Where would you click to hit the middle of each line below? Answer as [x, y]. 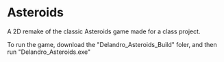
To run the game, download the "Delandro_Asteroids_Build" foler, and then [112, 44]
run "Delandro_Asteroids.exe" [49, 52]
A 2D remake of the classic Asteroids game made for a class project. [104, 31]
